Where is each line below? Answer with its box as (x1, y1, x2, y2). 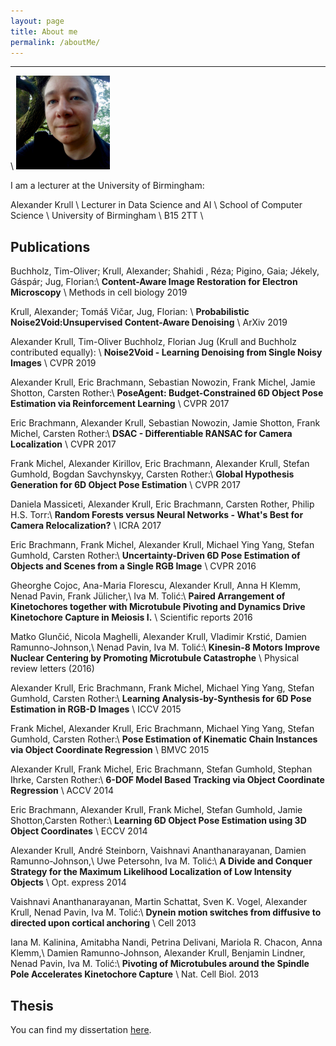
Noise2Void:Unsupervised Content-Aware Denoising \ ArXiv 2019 (10, 316, 288, 329)
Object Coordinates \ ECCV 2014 (10, 825, 148, 837)
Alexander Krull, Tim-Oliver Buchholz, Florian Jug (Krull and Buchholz (10, 336, 298, 348)
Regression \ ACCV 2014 (10, 785, 114, 797)
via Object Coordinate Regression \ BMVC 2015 (10, 744, 210, 756)
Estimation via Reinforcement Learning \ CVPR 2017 (10, 398, 230, 410)
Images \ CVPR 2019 (10, 357, 97, 369)
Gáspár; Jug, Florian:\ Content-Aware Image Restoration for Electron (10, 276, 298, 288)
